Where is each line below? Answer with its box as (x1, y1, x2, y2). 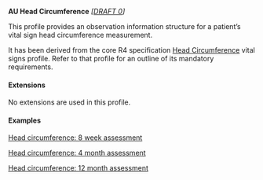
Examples (8, 116, 42, 125)
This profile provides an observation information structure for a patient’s (8, 22, 241, 31)
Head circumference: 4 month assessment (8, 149, 147, 158)
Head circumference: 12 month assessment (8, 163, 149, 173)
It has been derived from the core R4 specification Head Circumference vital (8, 46, 255, 54)
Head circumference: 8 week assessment (8, 133, 143, 142)
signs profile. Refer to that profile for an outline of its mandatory (8, 54, 214, 63)
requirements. (8, 62, 53, 72)
